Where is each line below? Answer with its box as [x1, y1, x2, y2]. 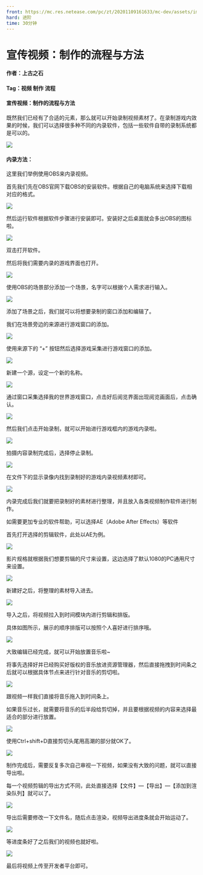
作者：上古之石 [6, 70, 43, 77]
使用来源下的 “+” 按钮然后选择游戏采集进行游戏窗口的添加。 [6, 345, 155, 352]
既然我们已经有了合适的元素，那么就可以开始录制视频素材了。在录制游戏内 [6, 114, 192, 121]
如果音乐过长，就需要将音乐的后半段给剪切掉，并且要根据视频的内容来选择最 [6, 706, 197, 713]
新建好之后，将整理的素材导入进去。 [6, 587, 97, 594]
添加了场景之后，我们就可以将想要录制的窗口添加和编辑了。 [6, 308, 155, 315]
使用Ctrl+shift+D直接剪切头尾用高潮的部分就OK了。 [6, 738, 135, 745]
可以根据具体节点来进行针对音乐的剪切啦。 [16, 669, 123, 676]
